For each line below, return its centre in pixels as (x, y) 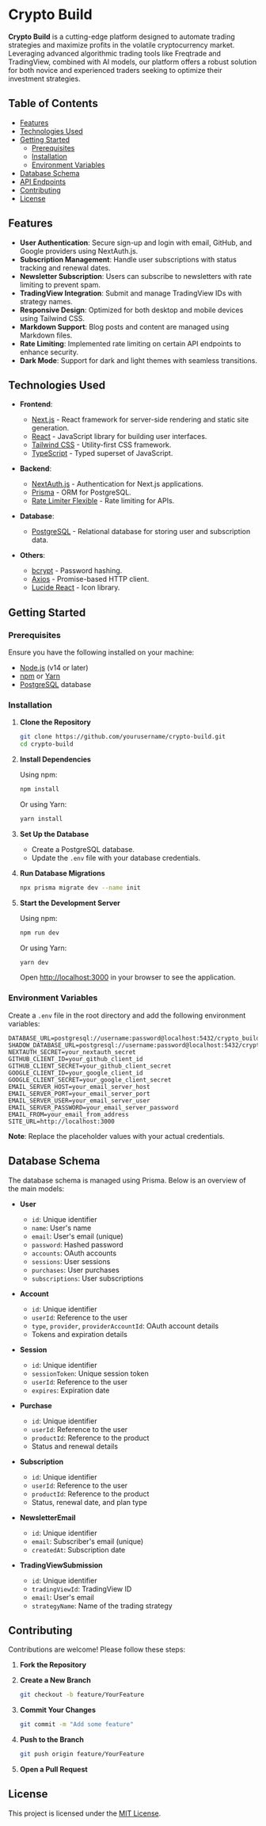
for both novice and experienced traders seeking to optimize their (115, 70)
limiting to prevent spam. (60, 285)
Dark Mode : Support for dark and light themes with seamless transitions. (139, 360)
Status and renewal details (75, 1446)
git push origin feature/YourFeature (82, 1754)
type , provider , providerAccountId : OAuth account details (125, 1326)
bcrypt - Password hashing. (77, 571)
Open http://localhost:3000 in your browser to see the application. (127, 977)
